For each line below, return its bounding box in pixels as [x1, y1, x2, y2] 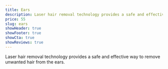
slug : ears [5, 21, 28, 26]
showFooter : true [5, 30, 41, 35]
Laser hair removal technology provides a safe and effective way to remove [5, 53, 160, 59]
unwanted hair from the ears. [5, 58, 65, 65]
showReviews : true [5, 40, 43, 45]
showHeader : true [5, 26, 41, 31]
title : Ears [5, 7, 30, 12]
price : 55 [5, 16, 26, 21]
